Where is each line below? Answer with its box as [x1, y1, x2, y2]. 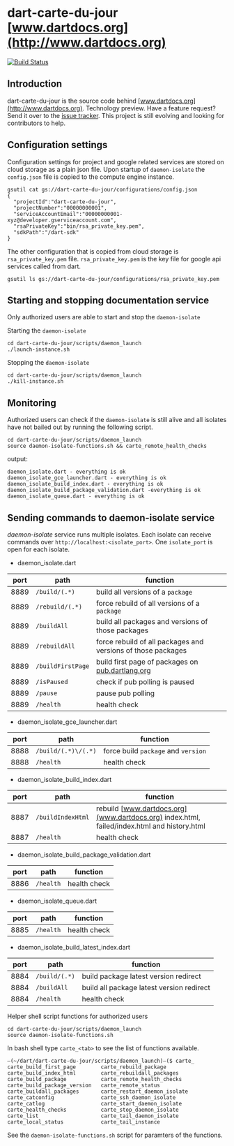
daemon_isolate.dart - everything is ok [7, 468, 127, 476]
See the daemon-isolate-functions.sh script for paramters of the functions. [7, 1131, 223, 1139]
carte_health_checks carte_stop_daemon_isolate [7, 1106, 179, 1113]
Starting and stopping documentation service [7, 294, 210, 306]
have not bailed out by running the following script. [7, 423, 153, 431]
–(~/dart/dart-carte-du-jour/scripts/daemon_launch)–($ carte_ [7, 1057, 195, 1064]
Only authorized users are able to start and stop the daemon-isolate [7, 313, 201, 321]
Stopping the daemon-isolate [7, 358, 90, 367]
